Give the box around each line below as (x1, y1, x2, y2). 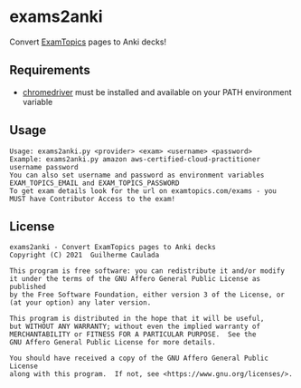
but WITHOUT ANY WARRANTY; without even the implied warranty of (9, 322, 260, 332)
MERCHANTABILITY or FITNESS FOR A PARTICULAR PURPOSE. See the (9, 330, 257, 339)
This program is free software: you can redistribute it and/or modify (9, 267, 285, 276)
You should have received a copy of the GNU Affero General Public (9, 354, 269, 364)
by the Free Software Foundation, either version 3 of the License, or (9, 290, 285, 300)
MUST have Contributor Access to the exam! (9, 194, 176, 203)
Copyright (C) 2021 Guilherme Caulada (9, 251, 160, 260)
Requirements (9, 63, 90, 78)
